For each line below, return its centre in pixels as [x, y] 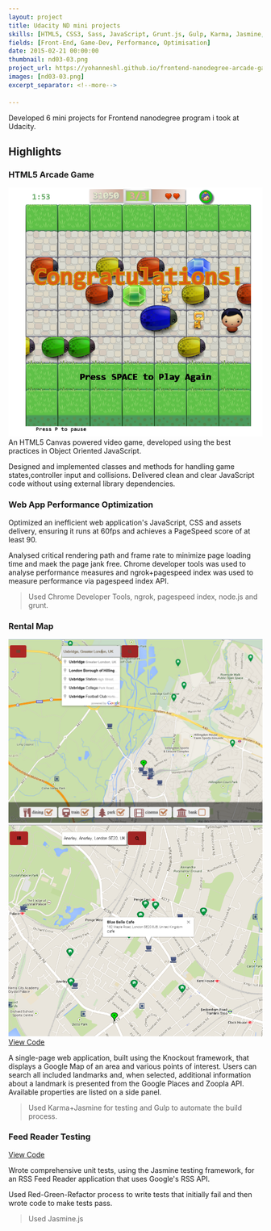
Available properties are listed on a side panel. [85, 1092]
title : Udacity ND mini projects [65, 25]
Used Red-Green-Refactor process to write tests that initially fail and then [130, 1194]
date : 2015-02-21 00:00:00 [54, 51]
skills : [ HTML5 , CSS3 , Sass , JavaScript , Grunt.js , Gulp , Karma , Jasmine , [137, 34]
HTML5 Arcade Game [51, 174]
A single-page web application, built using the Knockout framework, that [129, 1057]
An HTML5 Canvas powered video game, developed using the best [120, 442]
